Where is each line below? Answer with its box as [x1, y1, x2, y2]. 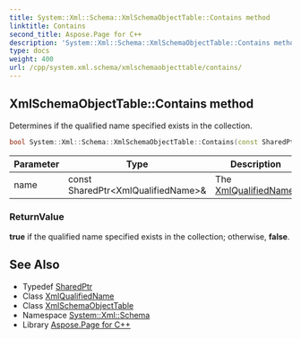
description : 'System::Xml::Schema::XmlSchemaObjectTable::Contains [9, 38, 271, 48]
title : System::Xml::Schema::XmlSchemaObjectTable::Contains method [9, 13, 271, 22]
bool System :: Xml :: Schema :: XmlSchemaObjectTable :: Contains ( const [9, 137, 258, 146]
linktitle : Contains [9, 22, 87, 30]
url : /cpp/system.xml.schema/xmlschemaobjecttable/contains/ [9, 64, 243, 73]
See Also [9, 257, 60, 273]
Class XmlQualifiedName [21, 291, 115, 301]
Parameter [13, 158, 60, 170]
